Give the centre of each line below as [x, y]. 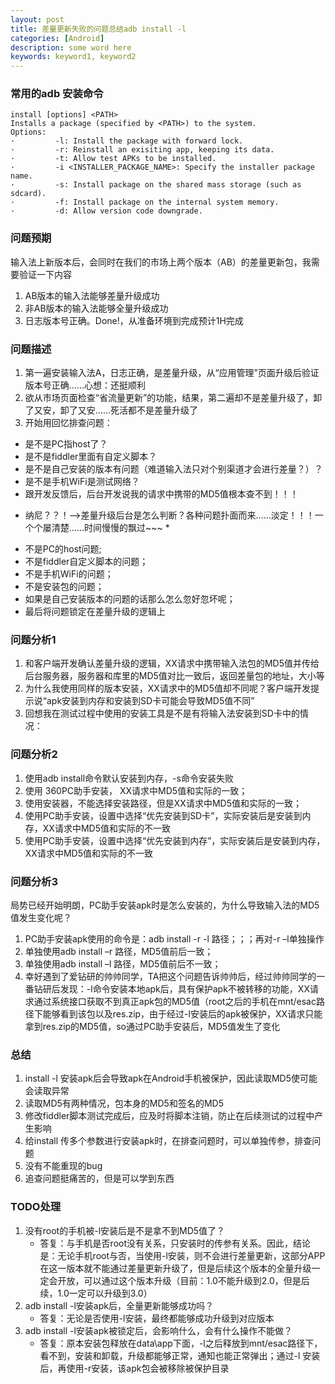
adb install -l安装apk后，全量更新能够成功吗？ [119, 1305]
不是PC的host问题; [63, 549]
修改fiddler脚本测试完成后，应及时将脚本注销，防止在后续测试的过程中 [169, 1116]
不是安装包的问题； [64, 587]
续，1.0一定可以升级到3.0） [96, 1293]
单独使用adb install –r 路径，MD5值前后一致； [119, 951]
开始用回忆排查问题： [68, 423]
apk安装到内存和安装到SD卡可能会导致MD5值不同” [150, 701]
